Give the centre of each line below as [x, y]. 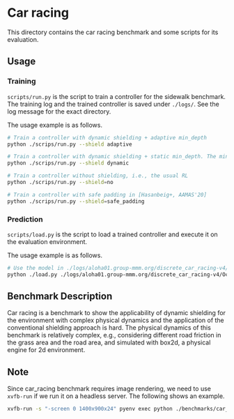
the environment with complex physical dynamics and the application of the [116, 320]
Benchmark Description [60, 297]
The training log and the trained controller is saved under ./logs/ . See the [113, 104]
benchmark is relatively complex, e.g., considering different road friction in [114, 335]
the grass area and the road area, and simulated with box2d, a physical [109, 342]
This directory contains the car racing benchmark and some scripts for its [113, 32]
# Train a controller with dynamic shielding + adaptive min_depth [107, 137]
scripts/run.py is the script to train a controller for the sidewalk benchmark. [117, 96]
